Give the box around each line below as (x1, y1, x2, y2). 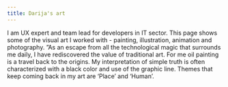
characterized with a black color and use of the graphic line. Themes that (7, 65, 213, 73)
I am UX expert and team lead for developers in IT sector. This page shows (7, 29, 218, 37)
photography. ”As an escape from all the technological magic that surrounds (7, 43, 221, 51)
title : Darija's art (7, 10, 66, 17)
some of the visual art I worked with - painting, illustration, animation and (7, 35, 212, 44)
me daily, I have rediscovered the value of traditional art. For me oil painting (7, 50, 219, 58)
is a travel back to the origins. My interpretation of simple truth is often (7, 57, 205, 65)
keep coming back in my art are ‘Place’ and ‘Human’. (7, 72, 155, 80)
